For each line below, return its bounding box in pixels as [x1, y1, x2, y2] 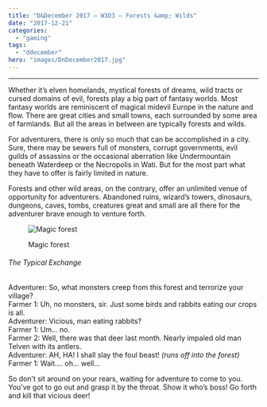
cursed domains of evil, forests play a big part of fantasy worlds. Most [8, 93, 238, 103]
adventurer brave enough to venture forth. [8, 208, 147, 219]
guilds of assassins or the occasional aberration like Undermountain [8, 151, 231, 161]
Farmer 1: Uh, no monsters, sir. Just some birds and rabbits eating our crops [8, 300, 257, 309]
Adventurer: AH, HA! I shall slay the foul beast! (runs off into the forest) [8, 351, 240, 360]
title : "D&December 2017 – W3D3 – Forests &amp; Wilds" [8, 11, 197, 20]
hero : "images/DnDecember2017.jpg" [8, 56, 126, 64]
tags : [8, 41, 26, 49]
